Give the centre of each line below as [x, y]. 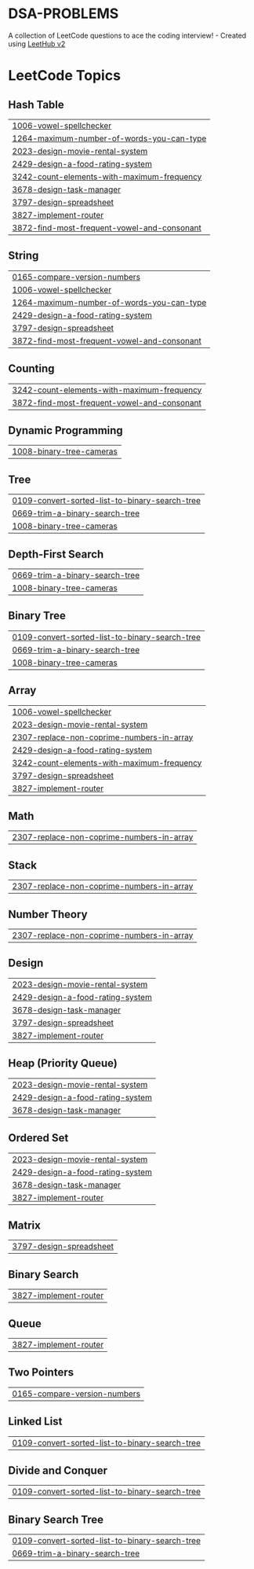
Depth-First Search [56, 554]
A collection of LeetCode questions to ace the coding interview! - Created [127, 35]
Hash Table [36, 104]
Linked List [35, 1422]
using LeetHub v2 [37, 43]
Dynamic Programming [65, 430]
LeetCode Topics [65, 76]
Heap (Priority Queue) [63, 1063]
